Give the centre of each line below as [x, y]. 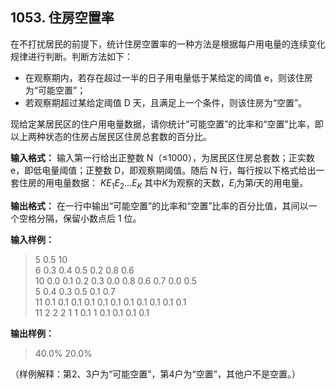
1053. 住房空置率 [62, 18]
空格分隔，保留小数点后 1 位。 [80, 218]
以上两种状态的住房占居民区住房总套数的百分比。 [111, 136]
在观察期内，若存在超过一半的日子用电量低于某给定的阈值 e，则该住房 [168, 77]
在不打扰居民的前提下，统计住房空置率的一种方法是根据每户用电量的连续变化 [168, 44]
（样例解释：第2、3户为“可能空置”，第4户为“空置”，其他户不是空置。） [155, 374]
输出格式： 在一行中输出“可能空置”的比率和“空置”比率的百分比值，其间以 [159, 205]
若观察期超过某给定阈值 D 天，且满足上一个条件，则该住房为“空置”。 [166, 102]
